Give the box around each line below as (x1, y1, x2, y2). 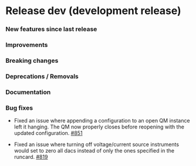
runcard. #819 (13, 154, 48, 161)
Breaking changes (5, 56, 59, 65)
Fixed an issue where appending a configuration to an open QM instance (13, 117, 190, 124)
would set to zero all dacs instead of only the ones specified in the (13, 147, 174, 154)
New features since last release (5, 25, 97, 33)
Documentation (5, 88, 51, 96)
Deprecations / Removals (5, 72, 79, 80)
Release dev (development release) (5, 4, 181, 18)
